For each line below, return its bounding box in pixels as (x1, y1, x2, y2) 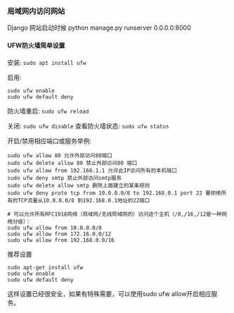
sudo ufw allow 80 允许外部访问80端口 (7, 152, 112, 159)
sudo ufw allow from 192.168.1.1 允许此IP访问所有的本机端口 (7, 167, 178, 174)
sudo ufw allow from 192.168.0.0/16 (7, 236, 115, 244)
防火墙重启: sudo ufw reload (7, 106, 89, 115)
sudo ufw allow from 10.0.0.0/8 (7, 224, 102, 231)
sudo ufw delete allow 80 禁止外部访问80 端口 (7, 159, 138, 166)
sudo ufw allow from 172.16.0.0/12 (7, 231, 112, 238)
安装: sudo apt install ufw (7, 58, 86, 66)
